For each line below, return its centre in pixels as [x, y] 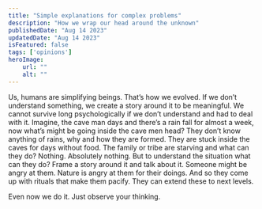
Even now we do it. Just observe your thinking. [84, 196]
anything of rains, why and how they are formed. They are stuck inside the [129, 139]
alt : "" [35, 74]
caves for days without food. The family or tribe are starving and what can [129, 147]
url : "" [35, 67]
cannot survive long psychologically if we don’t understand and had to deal [131, 114]
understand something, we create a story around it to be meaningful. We [126, 105]
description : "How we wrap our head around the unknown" [104, 23]
